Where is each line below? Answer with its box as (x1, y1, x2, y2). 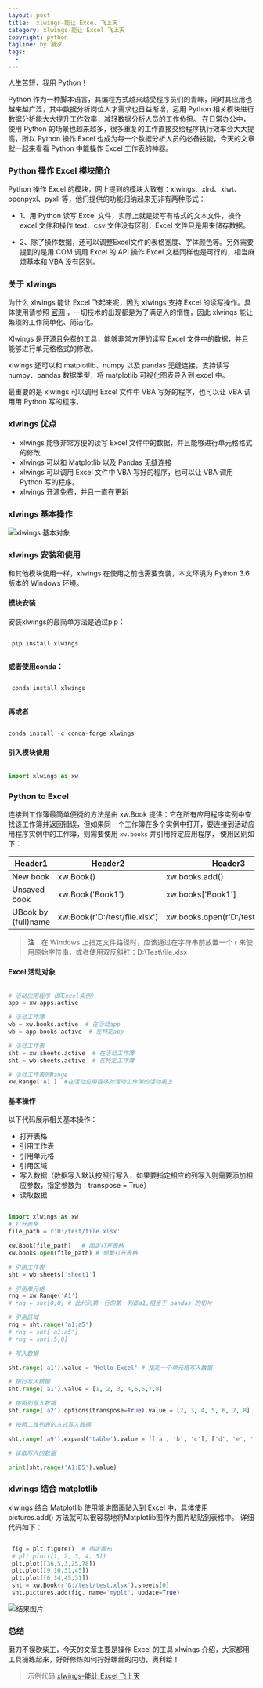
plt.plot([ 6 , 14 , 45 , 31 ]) (11, 1574, 89, 1582)
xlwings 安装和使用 (8, 549, 81, 560)
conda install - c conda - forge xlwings (8, 729, 135, 738)
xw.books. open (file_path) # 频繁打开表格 (8, 1249, 139, 1257)
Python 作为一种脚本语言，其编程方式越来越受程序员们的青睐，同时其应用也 (8, 94, 253, 104)
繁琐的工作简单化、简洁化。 (8, 317, 98, 327)
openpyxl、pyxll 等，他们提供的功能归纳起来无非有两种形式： (8, 194, 206, 204)
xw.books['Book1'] (165, 889, 236, 900)
